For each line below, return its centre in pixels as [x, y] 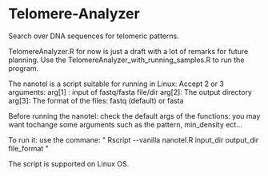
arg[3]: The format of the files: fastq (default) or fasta [96, 100]
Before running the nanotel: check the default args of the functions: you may [134, 115]
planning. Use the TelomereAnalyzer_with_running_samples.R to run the [126, 60]
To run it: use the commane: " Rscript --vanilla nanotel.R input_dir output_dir [134, 139]
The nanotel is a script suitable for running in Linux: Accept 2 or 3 [116, 84]
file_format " [29, 148]
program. [24, 68]
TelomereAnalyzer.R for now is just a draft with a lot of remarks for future [128, 51]
